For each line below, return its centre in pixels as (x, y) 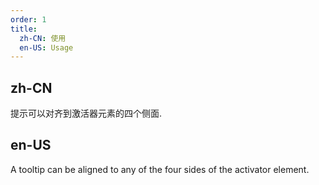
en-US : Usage (46, 47)
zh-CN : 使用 (43, 38)
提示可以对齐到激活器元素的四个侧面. (86, 113)
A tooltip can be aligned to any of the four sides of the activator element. (160, 169)
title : (24, 29)
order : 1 (28, 19)
